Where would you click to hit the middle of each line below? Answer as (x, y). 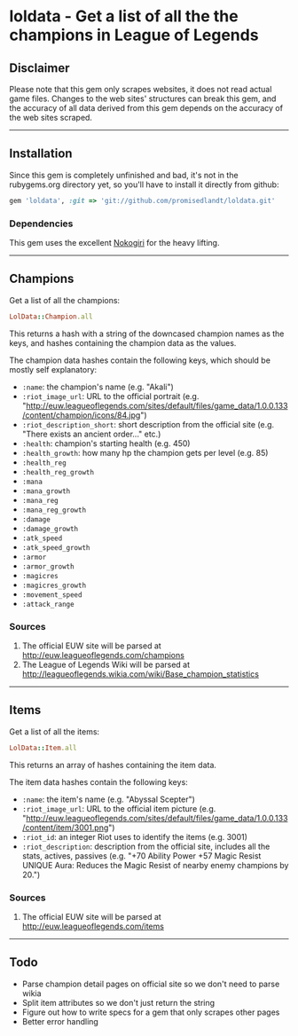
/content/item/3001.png (65, 828)
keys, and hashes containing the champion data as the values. (123, 342)
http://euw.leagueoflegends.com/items (93, 926)
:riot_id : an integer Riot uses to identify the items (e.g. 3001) (135, 836)
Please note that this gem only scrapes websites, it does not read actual (141, 89)
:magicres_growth (54, 585)
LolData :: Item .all (43, 748)
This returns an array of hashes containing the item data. (113, 765)
